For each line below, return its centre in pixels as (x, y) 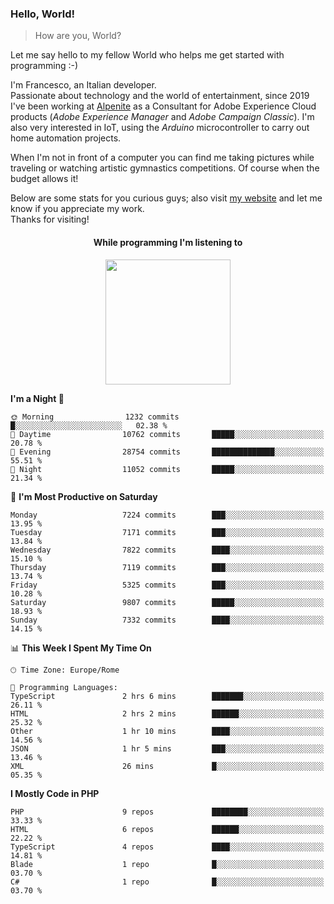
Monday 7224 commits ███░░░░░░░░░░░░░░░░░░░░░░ (167, 515)
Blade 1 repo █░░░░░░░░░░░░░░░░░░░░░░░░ (167, 864)
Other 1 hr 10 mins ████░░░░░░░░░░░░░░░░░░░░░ (167, 731)
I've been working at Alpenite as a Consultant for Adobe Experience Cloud (163, 106)
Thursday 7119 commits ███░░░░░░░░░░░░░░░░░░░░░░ (167, 567)
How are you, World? (78, 36)
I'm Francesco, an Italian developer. (83, 85)
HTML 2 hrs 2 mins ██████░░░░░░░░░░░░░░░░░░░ (167, 713)
